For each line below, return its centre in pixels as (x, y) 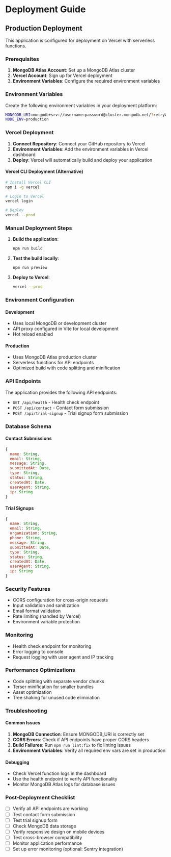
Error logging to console (38, 651)
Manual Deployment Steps (39, 228)
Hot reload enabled (33, 334)
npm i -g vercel (22, 187)
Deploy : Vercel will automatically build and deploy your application (82, 160)
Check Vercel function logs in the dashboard (59, 773)
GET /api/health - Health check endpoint (56, 402)
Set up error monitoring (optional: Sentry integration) (68, 849)
